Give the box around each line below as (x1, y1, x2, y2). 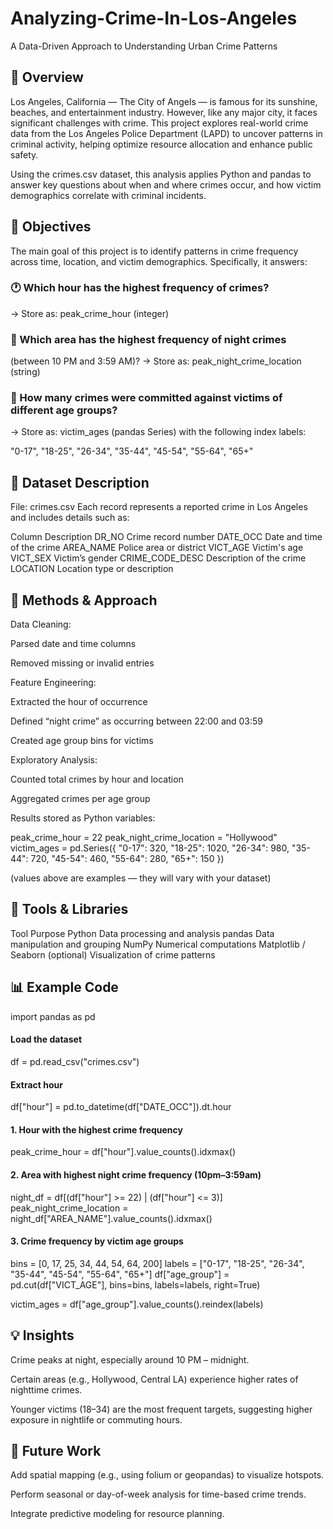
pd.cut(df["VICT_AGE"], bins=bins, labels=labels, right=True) (10, 1278, 261, 1291)
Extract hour (10, 1078, 63, 1091)
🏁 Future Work (10, 1442, 102, 1459)
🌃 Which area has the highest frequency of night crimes (10, 332, 287, 346)
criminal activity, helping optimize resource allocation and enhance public (10, 138, 313, 150)
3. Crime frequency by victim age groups (10, 1235, 184, 1247)
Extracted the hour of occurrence (10, 696, 148, 708)
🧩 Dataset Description (10, 474, 150, 491)
